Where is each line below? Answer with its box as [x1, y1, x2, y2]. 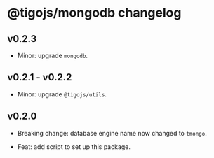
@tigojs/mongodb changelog [7, 5, 182, 21]
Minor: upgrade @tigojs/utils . [17, 89, 107, 99]
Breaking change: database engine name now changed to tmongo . [17, 129, 207, 137]
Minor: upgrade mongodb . [17, 51, 88, 59]
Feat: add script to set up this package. [17, 142, 131, 151]
